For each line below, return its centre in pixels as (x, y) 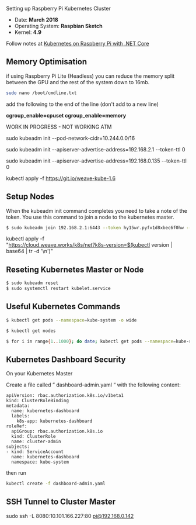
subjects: (18, 447)
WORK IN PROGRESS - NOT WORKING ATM (59, 127)
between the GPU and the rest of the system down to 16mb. (78, 82)
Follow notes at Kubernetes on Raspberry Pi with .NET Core (78, 44)
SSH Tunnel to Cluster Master (61, 502)
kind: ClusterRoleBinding (37, 401)
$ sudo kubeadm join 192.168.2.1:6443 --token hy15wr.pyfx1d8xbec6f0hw (95, 227)
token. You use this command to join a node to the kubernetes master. (90, 217)
